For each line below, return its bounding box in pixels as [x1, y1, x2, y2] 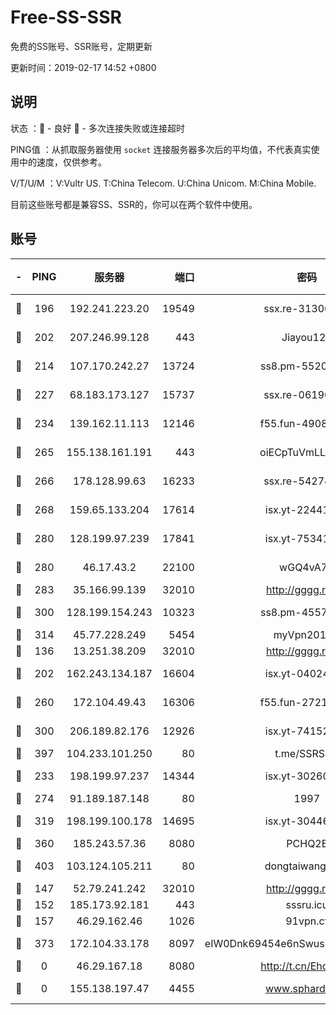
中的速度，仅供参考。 [18, 156, 107, 168]
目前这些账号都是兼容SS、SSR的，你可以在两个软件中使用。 [10, 198, 258, 210]
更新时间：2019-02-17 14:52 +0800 [10, 61, 157, 73]
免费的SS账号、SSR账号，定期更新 [10, 40, 153, 52]
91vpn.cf [285, 914, 329, 928]
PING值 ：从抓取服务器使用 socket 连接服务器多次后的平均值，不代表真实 [10, 143, 312, 155]
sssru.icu [285, 897, 329, 911]
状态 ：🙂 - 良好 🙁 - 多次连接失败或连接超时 [10, 122, 185, 134]
